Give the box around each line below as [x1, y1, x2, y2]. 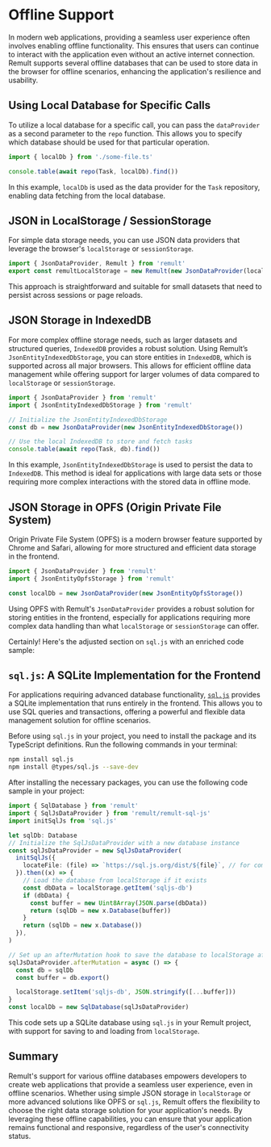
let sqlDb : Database [8, 831, 78, 839]
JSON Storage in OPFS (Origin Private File [8, 500, 222, 514]
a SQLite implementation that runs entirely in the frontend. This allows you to [8, 698, 263, 708]
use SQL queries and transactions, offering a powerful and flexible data [8, 707, 246, 717]
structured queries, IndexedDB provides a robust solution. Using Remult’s [8, 343, 248, 353]
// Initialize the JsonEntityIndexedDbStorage [8, 416, 168, 424]
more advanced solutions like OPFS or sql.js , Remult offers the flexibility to [8, 1096, 261, 1107]
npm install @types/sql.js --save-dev [8, 763, 139, 772]
